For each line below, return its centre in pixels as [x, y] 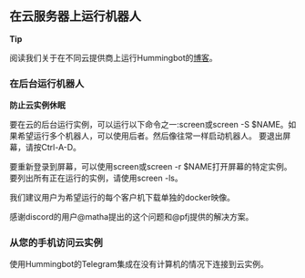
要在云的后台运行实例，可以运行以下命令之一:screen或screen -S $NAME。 [149, 125]
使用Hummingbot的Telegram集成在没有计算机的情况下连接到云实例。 [139, 264]
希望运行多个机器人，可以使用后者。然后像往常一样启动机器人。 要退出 [150, 136]
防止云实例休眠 [37, 105]
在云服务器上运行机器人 [75, 16]
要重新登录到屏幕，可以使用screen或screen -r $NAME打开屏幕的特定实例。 [151, 167]
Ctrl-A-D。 [61, 148]
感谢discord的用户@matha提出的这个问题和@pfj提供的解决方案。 [132, 217]
